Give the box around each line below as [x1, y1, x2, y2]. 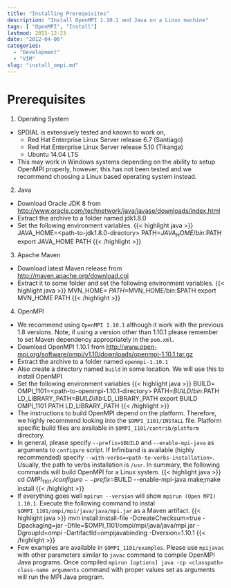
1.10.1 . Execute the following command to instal [17, 499, 156, 508]
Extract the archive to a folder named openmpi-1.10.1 [17, 358, 168, 366]
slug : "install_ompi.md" [7, 62, 79, 69]
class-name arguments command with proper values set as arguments [17, 566, 216, 574]
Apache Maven [17, 251, 61, 259]
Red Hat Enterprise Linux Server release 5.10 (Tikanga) [27, 143, 183, 151]
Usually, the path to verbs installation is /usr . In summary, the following [17, 460, 220, 469]
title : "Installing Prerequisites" [7, 10, 110, 17]
